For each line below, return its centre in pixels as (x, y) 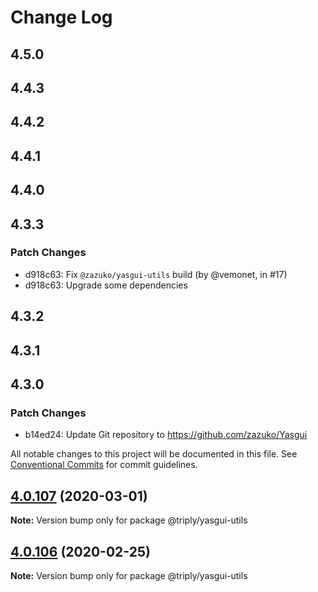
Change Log (61, 17)
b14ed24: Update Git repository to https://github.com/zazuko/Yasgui (166, 435)
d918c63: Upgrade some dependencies (106, 285)
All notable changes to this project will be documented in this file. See (154, 454)
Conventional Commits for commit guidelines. (104, 465)
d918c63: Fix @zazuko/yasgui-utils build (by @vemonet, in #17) (156, 274)
